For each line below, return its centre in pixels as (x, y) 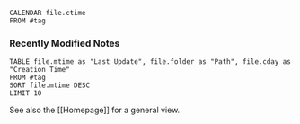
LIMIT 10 (26, 93)
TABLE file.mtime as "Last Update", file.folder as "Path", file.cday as (150, 62)
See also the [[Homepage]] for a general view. (95, 110)
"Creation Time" (40, 70)
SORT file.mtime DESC (50, 85)
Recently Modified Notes (65, 43)
